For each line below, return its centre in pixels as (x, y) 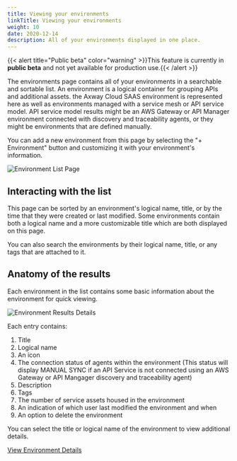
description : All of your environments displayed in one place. (104, 40)
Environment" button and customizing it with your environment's (101, 148)
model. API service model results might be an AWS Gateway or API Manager (118, 112)
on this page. (27, 230)
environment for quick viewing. (52, 298)
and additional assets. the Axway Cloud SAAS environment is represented (115, 97)
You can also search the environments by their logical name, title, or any (112, 244)
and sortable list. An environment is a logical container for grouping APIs (113, 89)
